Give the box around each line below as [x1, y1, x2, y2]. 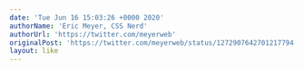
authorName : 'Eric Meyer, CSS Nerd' [9, 22, 148, 30]
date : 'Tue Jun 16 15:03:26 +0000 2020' [9, 13, 165, 22]
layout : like [9, 47, 59, 56]
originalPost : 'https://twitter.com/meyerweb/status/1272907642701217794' [9, 38, 298, 47]
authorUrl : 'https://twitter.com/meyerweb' [9, 30, 177, 39]
